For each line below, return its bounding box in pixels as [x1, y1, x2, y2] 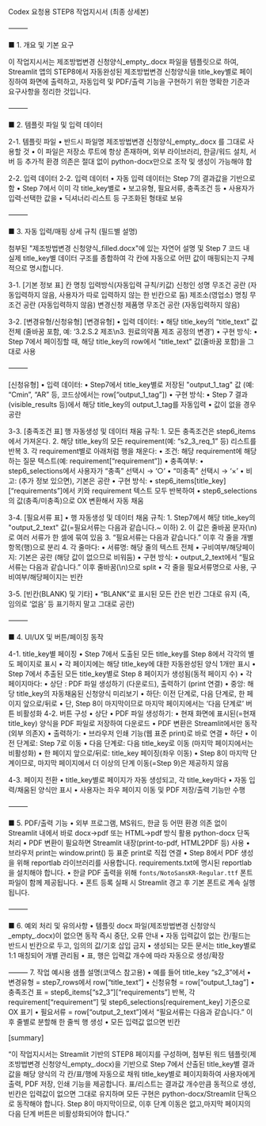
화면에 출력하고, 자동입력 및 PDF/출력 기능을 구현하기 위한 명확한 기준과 [28, 77, 250, 86]
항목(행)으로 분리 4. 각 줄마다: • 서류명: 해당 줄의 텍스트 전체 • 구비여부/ [8, 543, 230, 551]
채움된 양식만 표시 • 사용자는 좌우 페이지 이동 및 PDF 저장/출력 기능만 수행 [17, 785, 245, 794]
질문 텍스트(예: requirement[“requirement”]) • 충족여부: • [22, 456, 204, 466]
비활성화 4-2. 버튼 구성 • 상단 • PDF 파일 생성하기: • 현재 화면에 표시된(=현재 [16, 709, 256, 718]
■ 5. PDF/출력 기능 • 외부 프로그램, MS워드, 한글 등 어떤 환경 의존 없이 [8, 818, 228, 828]
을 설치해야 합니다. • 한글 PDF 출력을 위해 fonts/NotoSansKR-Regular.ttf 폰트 [8, 868, 253, 877]
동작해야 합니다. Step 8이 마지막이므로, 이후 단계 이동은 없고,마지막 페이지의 [16, 1099, 251, 1109]
